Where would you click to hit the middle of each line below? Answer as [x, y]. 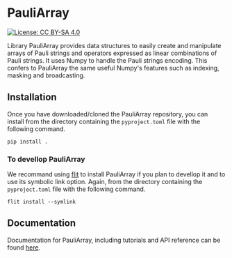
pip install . [28, 142]
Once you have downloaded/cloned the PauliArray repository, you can [108, 114]
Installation [32, 97]
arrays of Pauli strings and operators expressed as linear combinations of [112, 53]
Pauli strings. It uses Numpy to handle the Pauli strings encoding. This [107, 60]
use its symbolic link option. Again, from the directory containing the [105, 182]
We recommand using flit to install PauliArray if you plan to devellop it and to [116, 174]
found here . [24, 247]
